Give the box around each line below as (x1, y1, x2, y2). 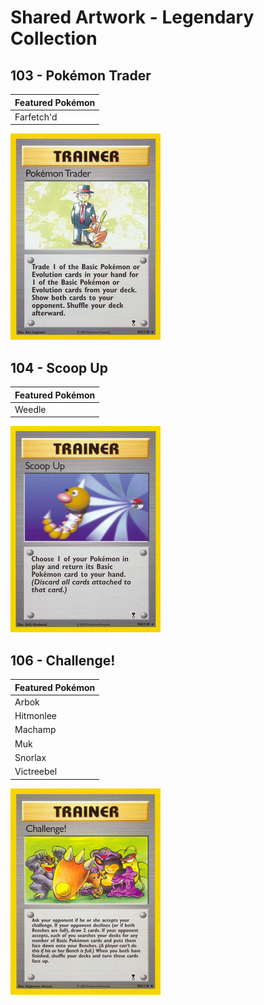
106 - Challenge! (10, 652, 116, 669)
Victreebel (14, 766, 58, 778)
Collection (10, 27, 98, 50)
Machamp (14, 724, 57, 736)
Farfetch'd (14, 111, 58, 123)
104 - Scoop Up (10, 359, 108, 376)
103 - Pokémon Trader (10, 67, 152, 84)
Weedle (14, 403, 47, 415)
